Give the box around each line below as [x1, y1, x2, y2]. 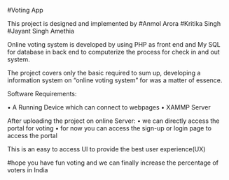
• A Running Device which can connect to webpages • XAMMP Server [7, 103, 211, 111]
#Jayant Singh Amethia [7, 27, 75, 35]
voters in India [7, 166, 48, 174]
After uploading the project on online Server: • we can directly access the [7, 117, 220, 125]
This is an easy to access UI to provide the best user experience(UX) [7, 145, 206, 153]
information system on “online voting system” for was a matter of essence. [7, 76, 223, 84]
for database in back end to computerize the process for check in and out [7, 48, 221, 56]
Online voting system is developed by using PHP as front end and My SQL [7, 40, 221, 48]
